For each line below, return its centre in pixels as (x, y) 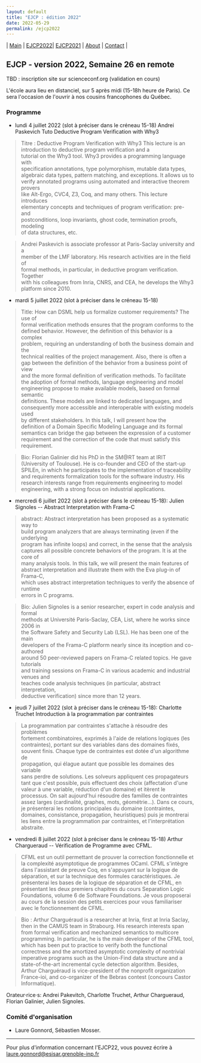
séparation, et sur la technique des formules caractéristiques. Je (100, 877)
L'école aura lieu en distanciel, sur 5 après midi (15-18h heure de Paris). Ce (98, 91)
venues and (35, 677)
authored (32, 652)
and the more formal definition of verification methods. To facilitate (103, 376)
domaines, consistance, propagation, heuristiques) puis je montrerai (105, 815)
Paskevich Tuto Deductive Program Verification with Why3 (87, 132)
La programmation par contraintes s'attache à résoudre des (94, 725)
